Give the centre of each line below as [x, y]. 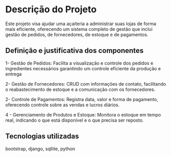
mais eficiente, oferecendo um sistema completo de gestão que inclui [79, 29]
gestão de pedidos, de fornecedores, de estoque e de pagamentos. [77, 34]
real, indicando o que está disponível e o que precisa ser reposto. [74, 120]
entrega [14, 74]
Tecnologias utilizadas [42, 136]
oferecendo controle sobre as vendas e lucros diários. [62, 105]
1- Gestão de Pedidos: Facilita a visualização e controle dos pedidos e [79, 63]
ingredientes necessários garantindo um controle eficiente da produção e [83, 68]
